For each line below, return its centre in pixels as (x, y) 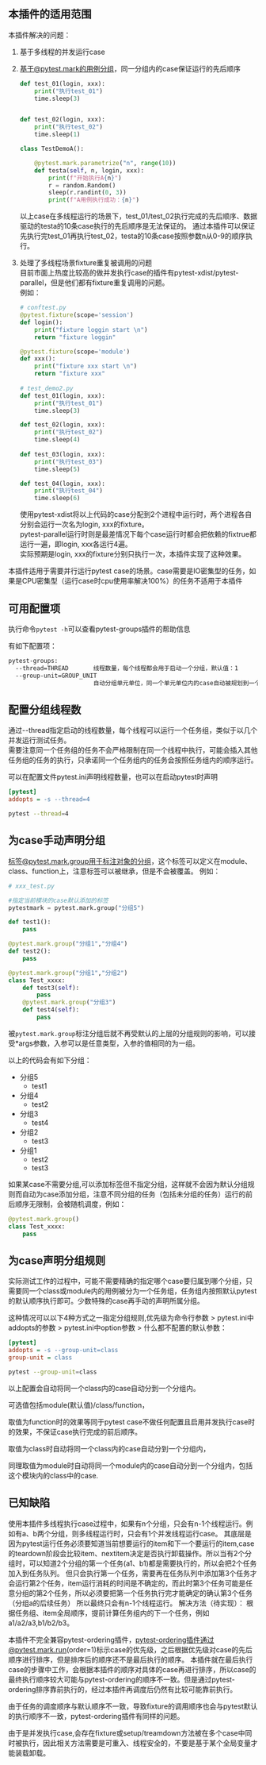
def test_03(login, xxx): (62, 454)
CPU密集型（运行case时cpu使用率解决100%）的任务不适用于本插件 (132, 581)
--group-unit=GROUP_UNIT (56, 676)
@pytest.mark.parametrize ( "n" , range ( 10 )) (105, 163)
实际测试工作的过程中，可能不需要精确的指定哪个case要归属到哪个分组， (127, 1281)
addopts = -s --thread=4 (49, 800)
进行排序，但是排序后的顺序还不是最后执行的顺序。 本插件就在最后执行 (137, 1659)
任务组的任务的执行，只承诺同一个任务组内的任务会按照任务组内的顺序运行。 (133, 760)
